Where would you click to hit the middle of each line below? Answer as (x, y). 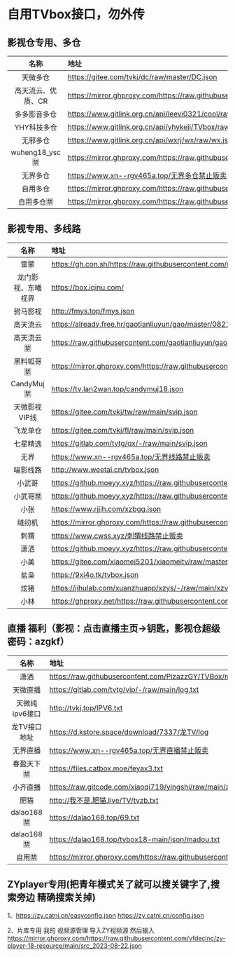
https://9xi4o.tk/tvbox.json (95, 574)
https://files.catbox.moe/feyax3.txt (106, 768)
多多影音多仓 (36, 114)
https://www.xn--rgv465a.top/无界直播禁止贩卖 (129, 750)
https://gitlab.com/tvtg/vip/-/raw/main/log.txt (124, 689)
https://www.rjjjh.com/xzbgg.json (106, 509)
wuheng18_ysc (36, 152)
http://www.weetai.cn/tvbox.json (105, 469)
